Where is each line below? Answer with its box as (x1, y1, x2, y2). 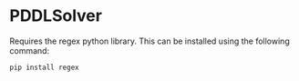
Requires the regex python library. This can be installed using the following (9, 35, 290, 46)
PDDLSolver (9, 5, 103, 26)
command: (9, 45, 50, 56)
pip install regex (9, 63, 79, 72)
